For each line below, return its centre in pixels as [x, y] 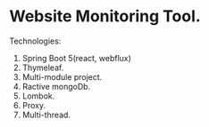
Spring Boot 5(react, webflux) [77, 58]
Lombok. [38, 96]
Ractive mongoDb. [56, 86]
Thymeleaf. [43, 67]
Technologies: [35, 41]
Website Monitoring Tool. [105, 16]
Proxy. [34, 105]
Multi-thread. [46, 115]
